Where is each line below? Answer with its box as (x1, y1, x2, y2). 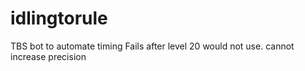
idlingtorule (10, 7, 108, 30)
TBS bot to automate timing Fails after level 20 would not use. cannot (10, 40, 295, 52)
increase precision (10, 50, 87, 62)
